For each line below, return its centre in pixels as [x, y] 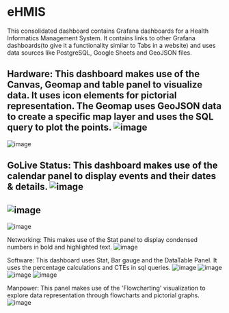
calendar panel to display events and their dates [112, 176]
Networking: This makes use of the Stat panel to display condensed [103, 239]
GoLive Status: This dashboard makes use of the [112, 166]
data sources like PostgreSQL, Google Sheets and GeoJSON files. [100, 53]
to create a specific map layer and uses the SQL [110, 117]
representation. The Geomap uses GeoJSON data [114, 106]
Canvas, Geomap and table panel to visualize [105, 85]
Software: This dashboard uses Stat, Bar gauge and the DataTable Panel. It [112, 260]
